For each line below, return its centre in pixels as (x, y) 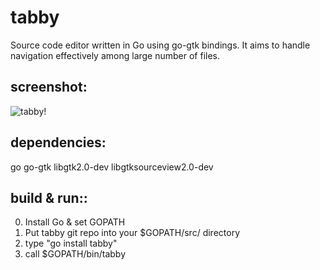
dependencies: (58, 142)
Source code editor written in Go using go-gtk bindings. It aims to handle (160, 45)
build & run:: (49, 197)
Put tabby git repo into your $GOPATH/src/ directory (132, 233)
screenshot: (49, 87)
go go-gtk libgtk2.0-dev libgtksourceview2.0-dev (112, 167)
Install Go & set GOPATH (75, 222)
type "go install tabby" (71, 243)
